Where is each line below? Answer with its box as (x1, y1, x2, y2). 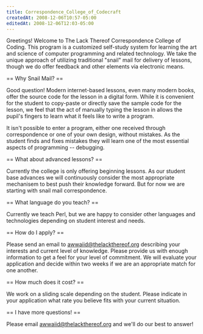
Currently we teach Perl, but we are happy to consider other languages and (6, 211, 196, 218)
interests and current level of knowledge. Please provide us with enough (6, 247, 188, 255)
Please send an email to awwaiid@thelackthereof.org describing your (6, 241, 180, 248)
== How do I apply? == (6, 229, 64, 236)
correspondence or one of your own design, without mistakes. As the (6, 131, 180, 138)
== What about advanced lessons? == (6, 156, 102, 163)
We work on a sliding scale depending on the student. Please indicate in (6, 291, 187, 298)
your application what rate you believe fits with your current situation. (6, 297, 181, 304)
